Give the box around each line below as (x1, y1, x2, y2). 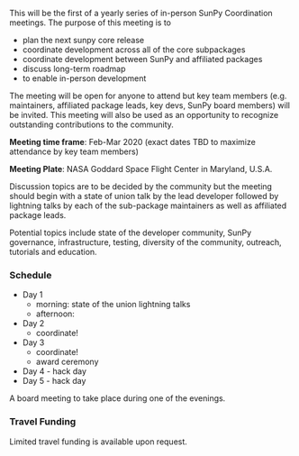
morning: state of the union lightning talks (35, 299, 191, 310)
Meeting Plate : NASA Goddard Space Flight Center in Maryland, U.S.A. (9, 164, 273, 174)
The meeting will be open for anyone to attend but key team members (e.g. (9, 90, 287, 101)
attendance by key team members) (9, 146, 140, 157)
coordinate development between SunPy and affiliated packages (22, 54, 263, 64)
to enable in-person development (22, 73, 147, 84)
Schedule (9, 269, 52, 281)
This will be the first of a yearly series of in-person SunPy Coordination (9, 8, 273, 18)
